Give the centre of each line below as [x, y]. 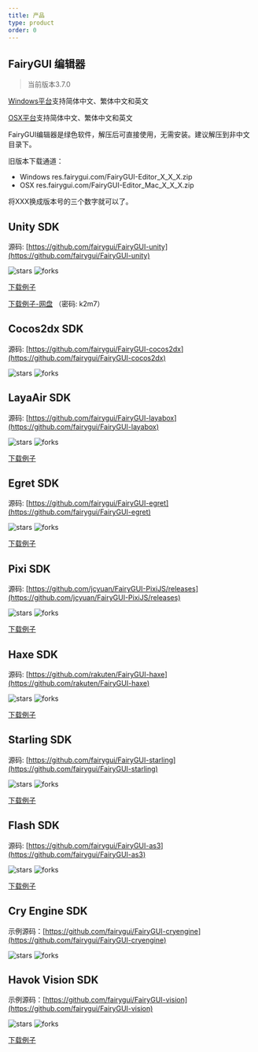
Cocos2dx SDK [46, 329]
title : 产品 [26, 15]
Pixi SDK [29, 569]
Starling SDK [40, 740]
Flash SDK [34, 826]
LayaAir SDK [40, 398]
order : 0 [22, 30]
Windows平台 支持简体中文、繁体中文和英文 [79, 101]
